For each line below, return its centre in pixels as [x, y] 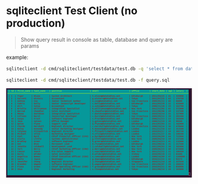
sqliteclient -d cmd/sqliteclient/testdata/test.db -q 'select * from [95, 69]
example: [17, 57]
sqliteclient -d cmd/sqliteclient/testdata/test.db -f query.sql [88, 80]
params [30, 46]
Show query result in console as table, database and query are [97, 39]
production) [36, 23]
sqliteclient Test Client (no [72, 11]
